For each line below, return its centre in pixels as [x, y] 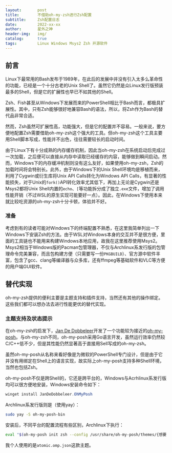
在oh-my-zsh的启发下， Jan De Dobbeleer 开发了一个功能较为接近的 [76, 330]
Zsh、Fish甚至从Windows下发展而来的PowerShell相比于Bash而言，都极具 [83, 103]
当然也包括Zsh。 [23, 367]
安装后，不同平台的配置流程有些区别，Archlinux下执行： [64, 425]
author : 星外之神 [29, 29]
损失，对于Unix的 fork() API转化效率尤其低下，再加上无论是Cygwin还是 [84, 182]
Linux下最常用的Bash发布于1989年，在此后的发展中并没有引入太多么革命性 [84, 79]
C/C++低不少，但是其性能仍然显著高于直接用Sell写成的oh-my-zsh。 [77, 343]
